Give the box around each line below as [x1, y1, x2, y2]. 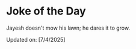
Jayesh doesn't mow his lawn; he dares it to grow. [6, 24, 131, 31]
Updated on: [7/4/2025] [6, 36, 66, 43]
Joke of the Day [6, 4, 86, 18]
